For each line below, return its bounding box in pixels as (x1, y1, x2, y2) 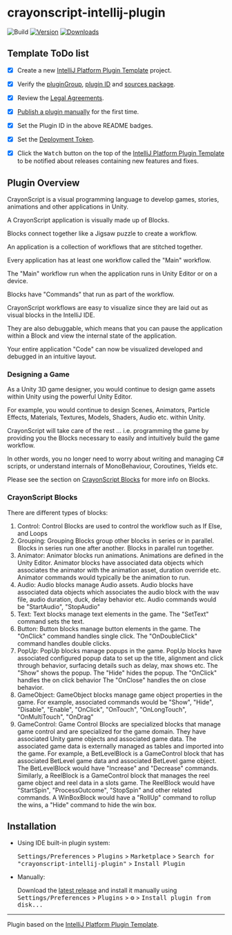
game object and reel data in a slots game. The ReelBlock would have (17, 778, 215, 787)
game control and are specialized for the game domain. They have (17, 727, 206, 735)
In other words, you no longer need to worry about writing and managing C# (7, 454, 224, 463)
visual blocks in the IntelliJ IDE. (7, 311, 95, 319)
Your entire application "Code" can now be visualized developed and (7, 345, 203, 353)
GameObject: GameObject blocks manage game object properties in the (17, 691, 223, 699)
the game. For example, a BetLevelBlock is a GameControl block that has (17, 749, 224, 758)
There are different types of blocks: (7, 508, 108, 517)
